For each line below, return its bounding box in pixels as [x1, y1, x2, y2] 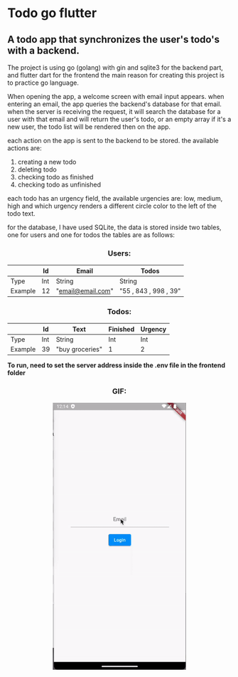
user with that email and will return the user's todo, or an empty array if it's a [7, 115, 232, 123]
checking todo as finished [17, 173, 94, 181]
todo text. [7, 209, 36, 218]
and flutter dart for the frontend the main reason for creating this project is [7, 71, 225, 79]
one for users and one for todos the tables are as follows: [7, 231, 175, 239]
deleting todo [17, 165, 57, 174]
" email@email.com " [55, 287, 114, 295]
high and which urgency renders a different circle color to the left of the [7, 201, 217, 210]
